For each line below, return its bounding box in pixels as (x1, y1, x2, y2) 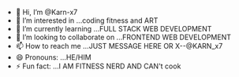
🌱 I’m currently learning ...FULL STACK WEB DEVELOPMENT (15, 24, 212, 33)
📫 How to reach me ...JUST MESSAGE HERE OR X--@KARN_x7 (15, 42, 223, 50)
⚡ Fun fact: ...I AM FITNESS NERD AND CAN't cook (15, 61, 181, 71)
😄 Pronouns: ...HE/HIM (15, 53, 92, 62)
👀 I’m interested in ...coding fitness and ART (15, 16, 159, 25)
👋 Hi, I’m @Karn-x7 (15, 8, 78, 16)
